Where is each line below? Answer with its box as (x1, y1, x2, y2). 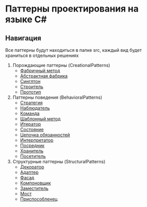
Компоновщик (20, 180, 52, 186)
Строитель (20, 84, 44, 90)
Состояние (20, 126, 44, 132)
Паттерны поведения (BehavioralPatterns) (12, 94, 103, 100)
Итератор (20, 121, 41, 127)
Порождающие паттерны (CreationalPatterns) (12, 62, 110, 68)
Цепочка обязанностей (20, 132, 70, 137)
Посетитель (20, 153, 46, 159)
